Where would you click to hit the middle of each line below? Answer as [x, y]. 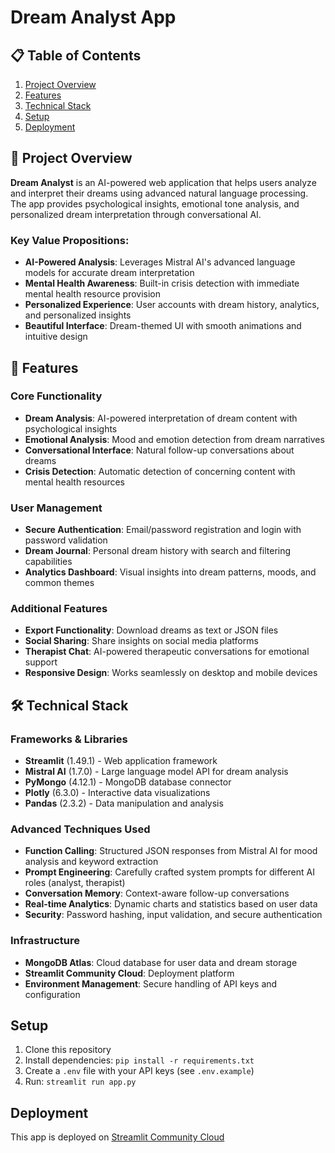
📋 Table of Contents [76, 55]
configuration [52, 994]
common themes [59, 583]
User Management [56, 508]
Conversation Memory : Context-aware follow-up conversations [157, 893]
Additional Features [59, 609]
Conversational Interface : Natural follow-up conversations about [159, 450]
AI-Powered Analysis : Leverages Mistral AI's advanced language [160, 262]
